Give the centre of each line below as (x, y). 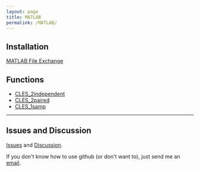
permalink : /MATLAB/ (32, 23)
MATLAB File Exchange (35, 61)
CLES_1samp (30, 106)
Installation (27, 47)
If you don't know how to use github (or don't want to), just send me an (93, 156)
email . (14, 163)
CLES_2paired (32, 100)
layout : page (22, 12)
